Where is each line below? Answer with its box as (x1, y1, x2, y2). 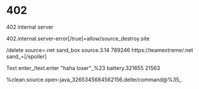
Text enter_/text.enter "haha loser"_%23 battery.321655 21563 (6, 64, 161, 72)
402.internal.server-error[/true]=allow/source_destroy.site (6, 35, 150, 42)
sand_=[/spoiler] (6, 53, 47, 60)
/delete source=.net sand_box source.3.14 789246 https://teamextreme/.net (6, 46, 194, 54)
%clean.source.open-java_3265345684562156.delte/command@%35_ (6, 76, 182, 83)
